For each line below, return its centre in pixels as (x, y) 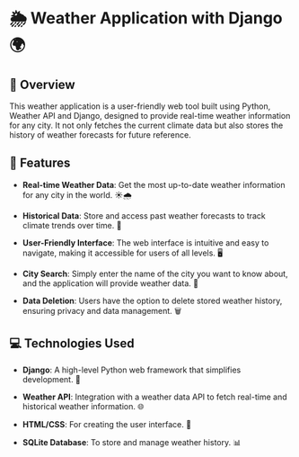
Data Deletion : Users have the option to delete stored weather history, (152, 300)
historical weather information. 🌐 (83, 406)
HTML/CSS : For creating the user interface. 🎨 (106, 424)
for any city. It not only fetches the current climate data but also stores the (146, 125)
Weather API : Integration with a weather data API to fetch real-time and (154, 397)
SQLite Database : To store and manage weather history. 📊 (132, 442)
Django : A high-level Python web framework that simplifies (132, 370)
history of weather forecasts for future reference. (100, 135)
